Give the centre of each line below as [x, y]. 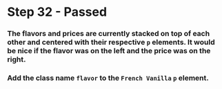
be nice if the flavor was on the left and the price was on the [109, 51]
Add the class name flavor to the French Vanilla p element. [108, 78]
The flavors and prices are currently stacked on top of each [109, 34]
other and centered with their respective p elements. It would [111, 42]
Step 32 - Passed [57, 12]
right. [17, 59]
